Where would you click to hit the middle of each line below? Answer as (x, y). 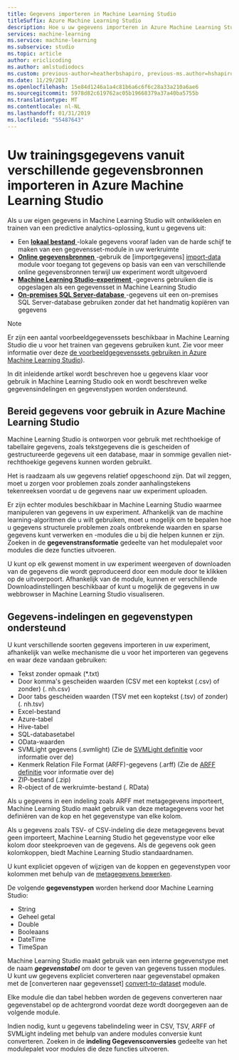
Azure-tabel (35, 719)
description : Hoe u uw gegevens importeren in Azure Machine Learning (114, 27)
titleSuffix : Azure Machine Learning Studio (74, 21)
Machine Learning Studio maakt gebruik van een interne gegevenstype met (118, 961)
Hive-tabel (33, 727)
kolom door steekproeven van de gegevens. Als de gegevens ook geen (112, 845)
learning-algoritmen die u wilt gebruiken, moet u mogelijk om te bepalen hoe (119, 520)
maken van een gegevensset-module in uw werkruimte (98, 249)
